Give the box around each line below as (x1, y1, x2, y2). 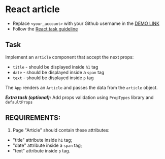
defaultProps (5, 100, 33, 105)
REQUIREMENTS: (5, 113, 61, 122)
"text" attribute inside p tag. (12, 147, 71, 153)
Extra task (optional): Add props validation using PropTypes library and (5, 94, 154, 100)
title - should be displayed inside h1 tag (12, 63, 98, 70)
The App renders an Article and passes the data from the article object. (5, 84, 158, 90)
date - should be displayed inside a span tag (12, 69, 105, 75)
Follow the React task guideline (12, 25, 78, 31)
